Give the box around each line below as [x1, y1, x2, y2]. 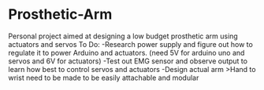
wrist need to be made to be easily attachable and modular [8, 73, 199, 82]
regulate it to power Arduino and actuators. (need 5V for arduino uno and [8, 48, 245, 57]
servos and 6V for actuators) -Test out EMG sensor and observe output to [8, 56, 248, 66]
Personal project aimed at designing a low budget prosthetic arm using [8, 31, 238, 41]
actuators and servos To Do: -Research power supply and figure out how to [8, 39, 254, 49]
